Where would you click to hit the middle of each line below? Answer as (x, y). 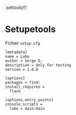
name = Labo (17, 57)
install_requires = (25, 87)
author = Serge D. (24, 61)
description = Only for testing (38, 65)
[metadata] (16, 52)
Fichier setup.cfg (23, 43)
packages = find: (23, 82)
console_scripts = (24, 104)
